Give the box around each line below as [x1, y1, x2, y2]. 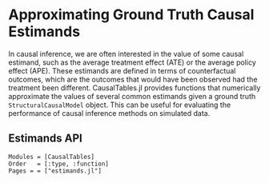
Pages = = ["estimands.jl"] [8, 166, 102, 175]
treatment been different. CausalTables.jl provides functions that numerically [8, 82, 261, 93]
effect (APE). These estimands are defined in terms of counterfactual [8, 66, 236, 75]
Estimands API [8, 132, 82, 145]
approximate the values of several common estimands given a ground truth [8, 91, 256, 101]
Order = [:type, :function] [8, 160, 110, 168]
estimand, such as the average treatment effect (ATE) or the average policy [8, 58, 256, 67]
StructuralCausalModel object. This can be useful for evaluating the [8, 100, 231, 109]
